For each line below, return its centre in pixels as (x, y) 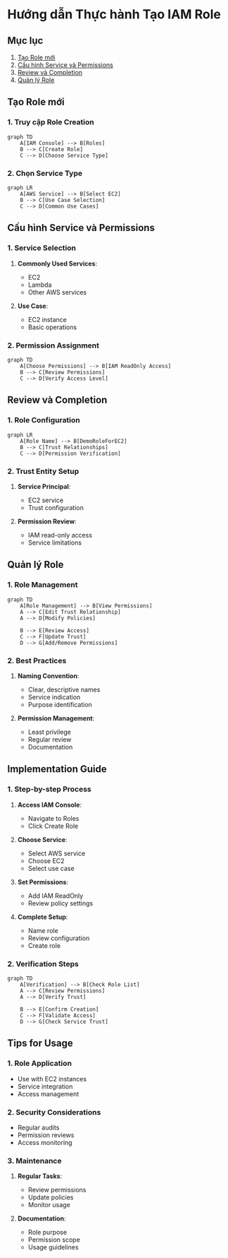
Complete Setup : (43, 917)
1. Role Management (43, 585)
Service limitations (55, 542)
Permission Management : (56, 718)
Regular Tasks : (39, 1176)
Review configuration (59, 938)
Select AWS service (57, 853)
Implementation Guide (57, 769)
